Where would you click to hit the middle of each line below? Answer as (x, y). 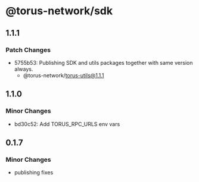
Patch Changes (28, 50)
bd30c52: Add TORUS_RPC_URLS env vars (67, 124)
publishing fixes (34, 172)
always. (24, 69)
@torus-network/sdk (59, 11)
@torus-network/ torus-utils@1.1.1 (63, 75)
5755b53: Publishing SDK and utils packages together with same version (103, 62)
